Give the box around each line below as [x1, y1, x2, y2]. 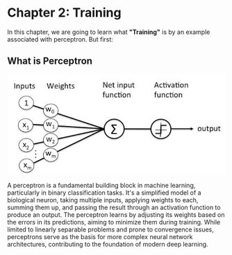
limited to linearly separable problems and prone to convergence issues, [7, 225, 214, 234]
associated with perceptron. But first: [7, 35, 113, 43]
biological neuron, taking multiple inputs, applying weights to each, [7, 195, 199, 204]
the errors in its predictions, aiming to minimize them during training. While [7, 218, 221, 226]
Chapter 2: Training [7, 5, 122, 21]
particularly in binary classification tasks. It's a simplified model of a [7, 188, 201, 197]
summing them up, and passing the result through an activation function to [7, 203, 221, 211]
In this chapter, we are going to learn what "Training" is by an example [7, 28, 210, 36]
